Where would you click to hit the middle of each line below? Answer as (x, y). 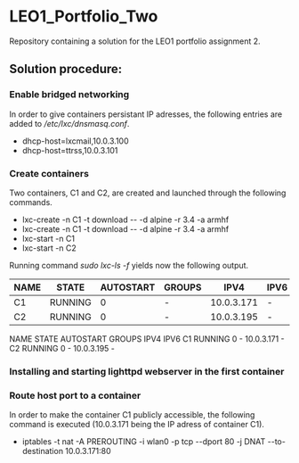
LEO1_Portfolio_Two (84, 17)
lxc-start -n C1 (48, 238)
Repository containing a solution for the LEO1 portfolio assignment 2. (135, 41)
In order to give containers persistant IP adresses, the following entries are (146, 114)
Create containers (49, 173)
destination (43, 451)
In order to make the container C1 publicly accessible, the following (132, 415)
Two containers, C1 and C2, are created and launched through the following (148, 193)
